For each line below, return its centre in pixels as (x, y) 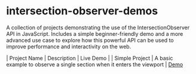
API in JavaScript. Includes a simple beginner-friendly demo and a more (95, 33)
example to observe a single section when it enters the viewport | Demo (95, 64)
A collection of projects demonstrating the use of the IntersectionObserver (98, 27)
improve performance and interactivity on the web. (69, 47)
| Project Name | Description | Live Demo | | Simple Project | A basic (90, 58)
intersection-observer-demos (82, 11)
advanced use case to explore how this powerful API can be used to (90, 40)
